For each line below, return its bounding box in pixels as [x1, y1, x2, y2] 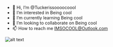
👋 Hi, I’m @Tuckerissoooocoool [12, 5, 76, 10]
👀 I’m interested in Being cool [12, 10, 72, 16]
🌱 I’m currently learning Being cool [12, 15, 83, 20]
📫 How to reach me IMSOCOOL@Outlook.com [12, 26, 108, 31]
